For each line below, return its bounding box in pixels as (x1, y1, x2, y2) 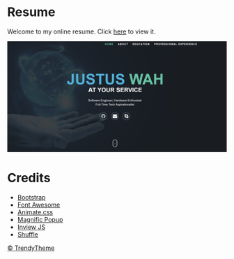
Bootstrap (17, 193, 46, 201)
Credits (7, 170, 51, 186)
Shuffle (17, 230, 38, 238)
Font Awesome (17, 200, 61, 209)
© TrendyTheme (7, 244, 55, 252)
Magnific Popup (17, 215, 63, 223)
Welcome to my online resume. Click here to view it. (7, 27, 156, 36)
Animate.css (17, 207, 54, 216)
